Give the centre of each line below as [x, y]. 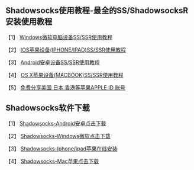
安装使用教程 [29, 22]
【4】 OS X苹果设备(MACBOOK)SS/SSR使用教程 [64, 75]
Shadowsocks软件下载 [48, 108]
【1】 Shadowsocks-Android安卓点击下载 [56, 123]
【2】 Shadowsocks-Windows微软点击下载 [58, 136]
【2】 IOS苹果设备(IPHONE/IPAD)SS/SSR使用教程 [66, 50]
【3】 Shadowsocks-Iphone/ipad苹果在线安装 [62, 148]
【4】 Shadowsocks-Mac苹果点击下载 [52, 161]
